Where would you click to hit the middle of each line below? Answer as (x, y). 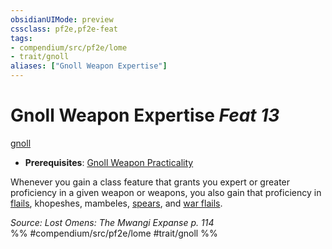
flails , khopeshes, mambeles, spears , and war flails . (116, 203)
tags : (21, 38)
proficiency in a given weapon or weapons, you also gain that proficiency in (166, 192)
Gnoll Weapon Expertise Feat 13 (145, 115)
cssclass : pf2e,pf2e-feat (64, 29)
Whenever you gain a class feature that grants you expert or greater (150, 182)
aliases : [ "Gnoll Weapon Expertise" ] (89, 66)
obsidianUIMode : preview (62, 19)
